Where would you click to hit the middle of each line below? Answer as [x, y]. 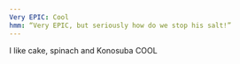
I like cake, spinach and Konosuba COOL [83, 50]
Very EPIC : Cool [39, 17]
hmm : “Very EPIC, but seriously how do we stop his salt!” [120, 25]
